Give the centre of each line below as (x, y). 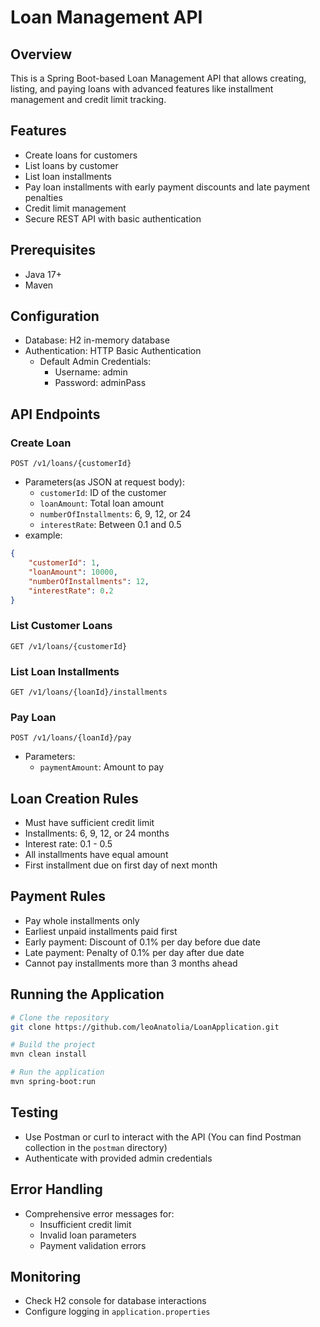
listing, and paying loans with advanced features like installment (142, 89)
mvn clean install (48, 1054)
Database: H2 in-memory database (97, 340)
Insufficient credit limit (85, 1224)
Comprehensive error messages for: (99, 1213)
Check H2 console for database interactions (115, 1301)
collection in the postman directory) (96, 1147)
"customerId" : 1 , (64, 563)
